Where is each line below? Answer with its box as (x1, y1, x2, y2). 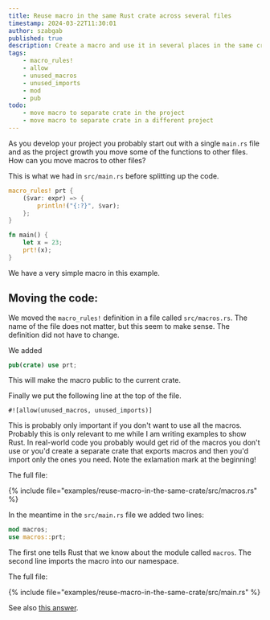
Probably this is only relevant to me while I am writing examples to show (8, 429, 247, 439)
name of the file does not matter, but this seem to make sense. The (8, 321, 231, 331)
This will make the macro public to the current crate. (8, 376, 182, 385)
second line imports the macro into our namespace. (8, 556, 179, 566)
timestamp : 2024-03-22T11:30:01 (8, 19, 117, 27)
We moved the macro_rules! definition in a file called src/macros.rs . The (8, 313, 247, 322)
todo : (8, 101, 27, 109)
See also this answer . (8, 603, 79, 613)
